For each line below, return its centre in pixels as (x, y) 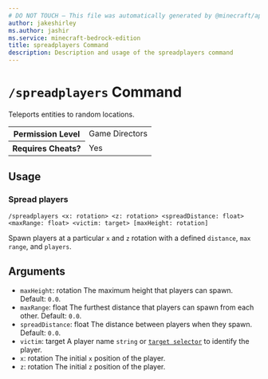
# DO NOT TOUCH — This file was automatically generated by (110, 16)
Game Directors (118, 134)
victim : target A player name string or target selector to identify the (134, 341)
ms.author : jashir (39, 30)
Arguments (37, 272)
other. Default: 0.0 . (51, 316)
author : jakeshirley (43, 23)
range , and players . (40, 246)
